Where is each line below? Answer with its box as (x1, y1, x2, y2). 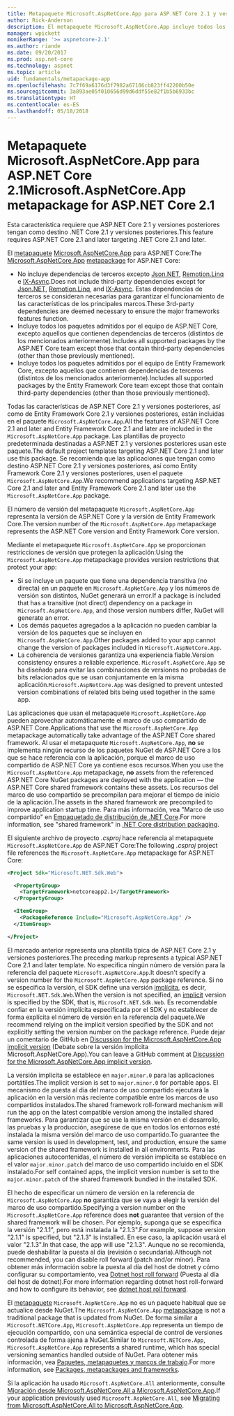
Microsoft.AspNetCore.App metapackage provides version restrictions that (7, 555, 219, 563)
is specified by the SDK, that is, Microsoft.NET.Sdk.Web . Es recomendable (7, 997, 217, 1006)
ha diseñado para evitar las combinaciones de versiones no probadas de (17, 665, 226, 674)
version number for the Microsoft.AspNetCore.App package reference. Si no (7, 976, 224, 984)
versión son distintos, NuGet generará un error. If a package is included (17, 591, 221, 600)
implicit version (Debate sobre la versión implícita (7, 1042, 148, 1050)
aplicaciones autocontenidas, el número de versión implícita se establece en (7, 1153, 226, 1161)
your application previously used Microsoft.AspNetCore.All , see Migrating (7, 1394, 221, 1402)
